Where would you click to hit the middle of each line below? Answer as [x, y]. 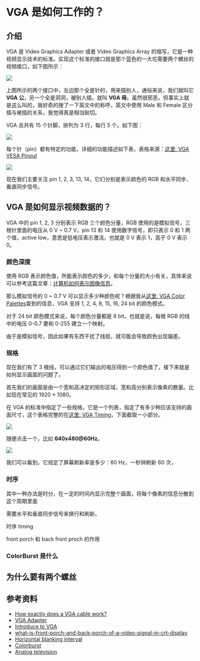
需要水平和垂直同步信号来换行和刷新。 [53, 513]
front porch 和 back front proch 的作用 [53, 539]
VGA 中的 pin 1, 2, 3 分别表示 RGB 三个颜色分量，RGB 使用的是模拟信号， [96, 222]
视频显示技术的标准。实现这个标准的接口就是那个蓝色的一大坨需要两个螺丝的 [100, 59]
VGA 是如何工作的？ [55, 12]
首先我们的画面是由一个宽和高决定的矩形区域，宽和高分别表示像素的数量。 [97, 387]
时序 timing [20, 526]
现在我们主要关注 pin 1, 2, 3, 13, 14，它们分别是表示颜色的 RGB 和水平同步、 [99, 179]
